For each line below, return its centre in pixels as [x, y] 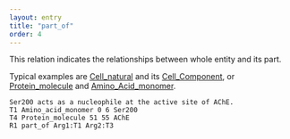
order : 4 [26, 34]
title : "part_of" [42, 26]
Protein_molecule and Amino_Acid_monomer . [93, 86]
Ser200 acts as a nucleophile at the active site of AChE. [122, 102]
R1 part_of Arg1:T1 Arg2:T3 [62, 126]
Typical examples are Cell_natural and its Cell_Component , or [122, 77]
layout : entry [36, 17]
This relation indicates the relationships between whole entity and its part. [145, 60]
